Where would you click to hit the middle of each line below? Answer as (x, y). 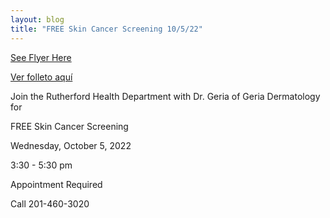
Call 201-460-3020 (50, 203)
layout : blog (37, 19)
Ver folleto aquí (41, 77)
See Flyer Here (41, 57)
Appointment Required (56, 184)
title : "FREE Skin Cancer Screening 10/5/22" (106, 29)
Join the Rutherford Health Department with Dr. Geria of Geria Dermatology (165, 96)
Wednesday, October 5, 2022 (71, 145)
